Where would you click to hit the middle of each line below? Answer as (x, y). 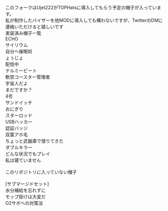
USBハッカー (19, 122)
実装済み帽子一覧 (23, 33)
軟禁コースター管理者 (28, 77)
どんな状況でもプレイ (28, 154)
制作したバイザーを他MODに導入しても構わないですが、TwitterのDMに (88, 20)
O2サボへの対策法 (24, 203)
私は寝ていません (23, 160)
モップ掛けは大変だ (26, 197)
